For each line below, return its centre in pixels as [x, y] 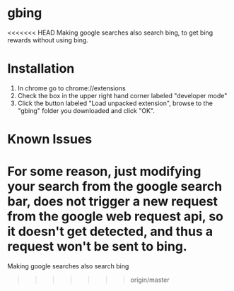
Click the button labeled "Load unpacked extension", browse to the [115, 103]
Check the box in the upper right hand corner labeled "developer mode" [122, 95]
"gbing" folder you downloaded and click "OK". [86, 110]
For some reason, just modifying [104, 172]
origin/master [150, 280]
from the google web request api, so [116, 216]
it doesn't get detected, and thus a [110, 232]
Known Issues [50, 139]
